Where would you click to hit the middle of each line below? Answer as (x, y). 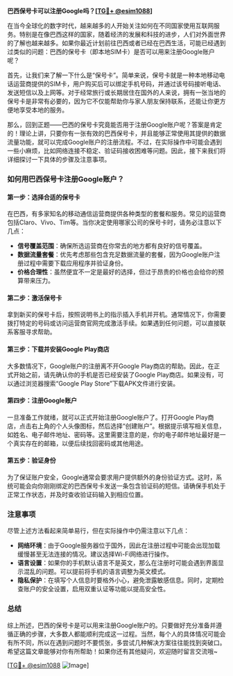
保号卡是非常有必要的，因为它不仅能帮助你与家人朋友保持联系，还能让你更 (113, 101)
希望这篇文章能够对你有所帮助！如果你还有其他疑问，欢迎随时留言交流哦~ (113, 651)
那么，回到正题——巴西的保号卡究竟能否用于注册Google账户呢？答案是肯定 (115, 125)
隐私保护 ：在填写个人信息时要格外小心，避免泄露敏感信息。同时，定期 (118, 580)
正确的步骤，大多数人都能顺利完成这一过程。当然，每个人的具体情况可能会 (119, 634)
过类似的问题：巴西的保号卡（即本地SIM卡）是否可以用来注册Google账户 (111, 52)
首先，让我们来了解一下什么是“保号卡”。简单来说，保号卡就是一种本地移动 (113, 75)
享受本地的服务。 (43, 110)
